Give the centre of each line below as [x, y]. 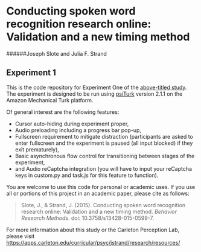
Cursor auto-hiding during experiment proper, [72, 124]
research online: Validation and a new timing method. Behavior [99, 211]
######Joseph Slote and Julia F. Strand [57, 53]
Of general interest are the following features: [63, 112]
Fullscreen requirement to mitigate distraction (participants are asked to [104, 136]
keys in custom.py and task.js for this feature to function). [87, 175]
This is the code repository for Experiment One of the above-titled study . [97, 87]
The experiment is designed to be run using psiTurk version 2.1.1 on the [94, 94]
